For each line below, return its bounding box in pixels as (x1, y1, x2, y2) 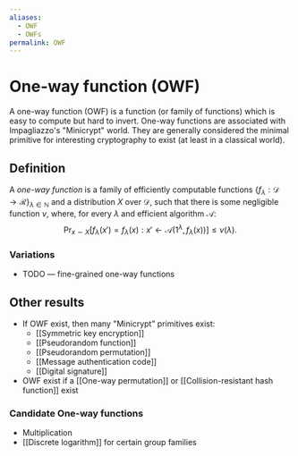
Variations (9, 248, 55, 260)
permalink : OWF (9, 38, 66, 47)
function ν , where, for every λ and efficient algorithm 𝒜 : (9, 207, 217, 219)
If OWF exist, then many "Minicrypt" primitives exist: (21, 318, 216, 329)
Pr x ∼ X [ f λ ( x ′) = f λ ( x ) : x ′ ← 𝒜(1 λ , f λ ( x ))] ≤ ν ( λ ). (64, 223, 237, 237)
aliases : (9, 13, 42, 22)
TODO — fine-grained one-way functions (21, 269, 175, 280)
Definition (9, 160, 65, 175)
